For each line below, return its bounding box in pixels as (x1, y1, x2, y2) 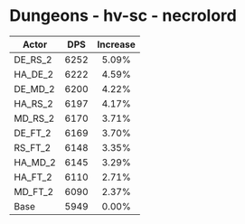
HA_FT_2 (14, 171, 52, 183)
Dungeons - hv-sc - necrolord (9, 5, 237, 26)
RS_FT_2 (14, 141, 52, 154)
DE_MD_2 (14, 82, 56, 95)
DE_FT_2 (14, 126, 52, 139)
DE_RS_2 (14, 53, 52, 66)
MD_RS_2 (14, 112, 55, 125)
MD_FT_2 (14, 185, 54, 198)
